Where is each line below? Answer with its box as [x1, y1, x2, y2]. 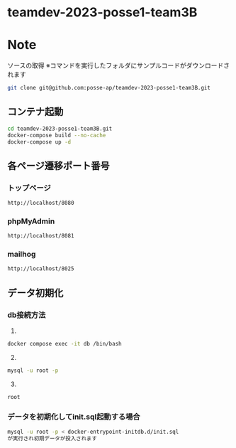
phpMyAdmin [7, 216, 55, 226]
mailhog [7, 250, 36, 260]
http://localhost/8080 [7, 200, 74, 207]
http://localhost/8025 [7, 265, 74, 272]
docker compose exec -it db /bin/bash [7, 341, 122, 348]
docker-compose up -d [7, 138, 72, 146]
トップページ [7, 183, 51, 193]
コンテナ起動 [7, 106, 64, 118]
